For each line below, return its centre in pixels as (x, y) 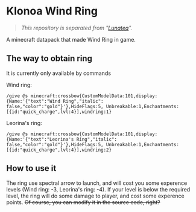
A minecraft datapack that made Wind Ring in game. (71, 39)
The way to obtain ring (49, 59)
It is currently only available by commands (59, 73)
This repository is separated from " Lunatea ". (77, 28)
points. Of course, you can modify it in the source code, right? (83, 202)
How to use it (31, 168)
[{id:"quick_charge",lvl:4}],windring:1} (59, 112)
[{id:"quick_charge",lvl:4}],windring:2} (59, 150)
